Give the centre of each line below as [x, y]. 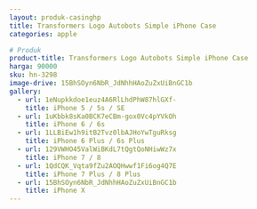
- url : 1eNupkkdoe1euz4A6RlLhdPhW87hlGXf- [97, 100]
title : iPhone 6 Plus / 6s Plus [85, 141]
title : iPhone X [56, 191]
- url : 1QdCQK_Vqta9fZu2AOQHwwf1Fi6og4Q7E [97, 165]
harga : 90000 [33, 67]
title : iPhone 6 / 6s [65, 125]
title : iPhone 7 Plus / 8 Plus [83, 174]
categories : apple [43, 34]
